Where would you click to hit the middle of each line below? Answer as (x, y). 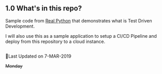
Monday (14, 66)
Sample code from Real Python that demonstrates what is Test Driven (79, 20)
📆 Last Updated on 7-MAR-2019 (38, 56)
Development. (20, 26)
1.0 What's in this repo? (44, 8)
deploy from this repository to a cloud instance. (55, 41)
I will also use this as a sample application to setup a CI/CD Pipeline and (81, 36)
